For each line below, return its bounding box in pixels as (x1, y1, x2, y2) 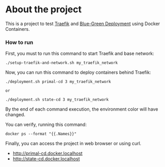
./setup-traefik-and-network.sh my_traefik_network (5, 60, 118, 66)
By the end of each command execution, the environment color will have (5, 106, 158, 112)
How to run (5, 38, 33, 46)
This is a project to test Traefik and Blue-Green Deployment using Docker (5, 20, 160, 27)
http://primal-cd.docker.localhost (12, 150, 83, 157)
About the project (5, 4, 82, 15)
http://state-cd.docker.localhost (12, 156, 80, 162)
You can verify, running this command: (5, 121, 87, 128)
